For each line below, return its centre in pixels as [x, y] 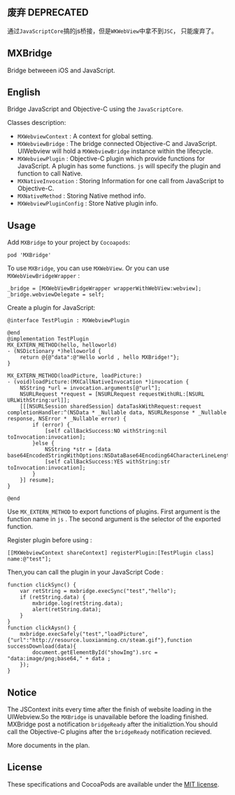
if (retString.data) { [53, 597]
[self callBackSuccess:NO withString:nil [106, 431]
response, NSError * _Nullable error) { [67, 419]
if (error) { [51, 425]
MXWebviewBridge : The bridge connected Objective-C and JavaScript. [117, 144]
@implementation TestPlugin [48, 339]
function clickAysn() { [42, 628]
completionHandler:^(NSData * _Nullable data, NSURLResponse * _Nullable [117, 413]
